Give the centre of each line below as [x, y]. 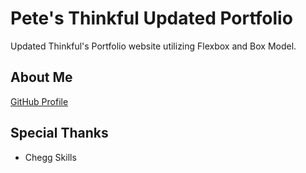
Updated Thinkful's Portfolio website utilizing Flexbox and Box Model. [153, 46]
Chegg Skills [50, 157]
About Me [41, 77]
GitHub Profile [39, 101]
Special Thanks [59, 133]
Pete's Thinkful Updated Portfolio [151, 18]
